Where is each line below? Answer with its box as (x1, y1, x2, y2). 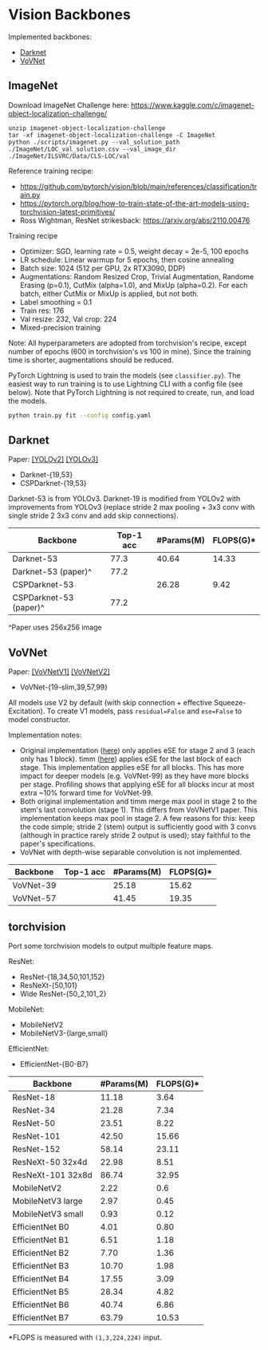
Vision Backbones (8, 6, 132, 24)
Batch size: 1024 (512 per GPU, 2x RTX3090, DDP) (19, 263, 186, 273)
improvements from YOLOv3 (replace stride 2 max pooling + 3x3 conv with (8, 503, 255, 512)
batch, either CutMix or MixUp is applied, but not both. (19, 289, 199, 298)
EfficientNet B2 (12, 1247, 69, 1258)
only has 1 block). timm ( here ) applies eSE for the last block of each (19, 754, 242, 764)
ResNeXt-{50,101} (19, 981, 78, 990)
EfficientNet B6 (12, 1299, 69, 1310)
